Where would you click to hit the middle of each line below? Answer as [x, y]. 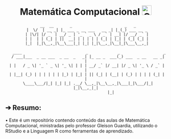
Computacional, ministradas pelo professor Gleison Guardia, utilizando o [81, 125]
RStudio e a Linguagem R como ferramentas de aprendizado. [69, 131]
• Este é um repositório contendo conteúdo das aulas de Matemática [78, 120]
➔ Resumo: [23, 108]
